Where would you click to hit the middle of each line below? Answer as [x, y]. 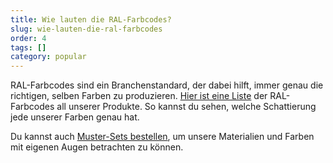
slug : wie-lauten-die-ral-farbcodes [86, 29]
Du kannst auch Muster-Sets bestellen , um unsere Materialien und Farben [162, 137]
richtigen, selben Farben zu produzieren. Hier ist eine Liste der [139, 96]
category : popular [48, 57]
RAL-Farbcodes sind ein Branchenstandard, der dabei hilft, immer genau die [167, 85]
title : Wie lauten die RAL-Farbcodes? [91, 19]
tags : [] [28, 47]
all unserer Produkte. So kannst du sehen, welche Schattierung [186, 107]
